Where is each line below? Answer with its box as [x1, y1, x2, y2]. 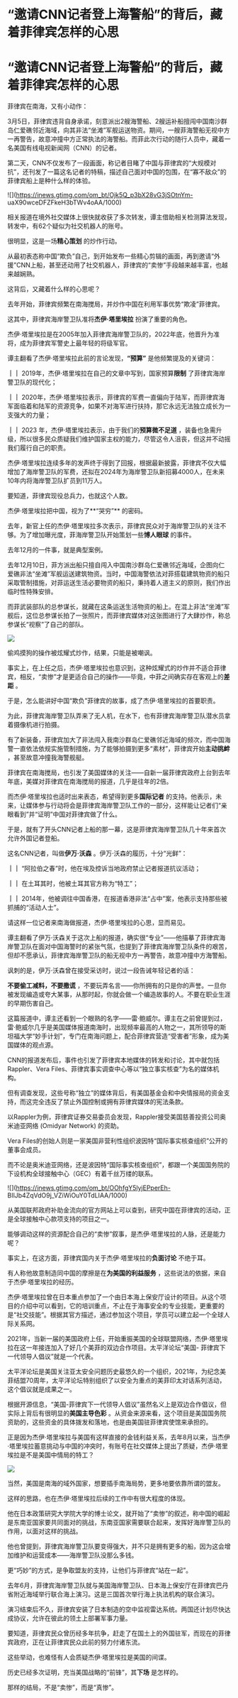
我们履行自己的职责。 [7, 444, 69, 452]
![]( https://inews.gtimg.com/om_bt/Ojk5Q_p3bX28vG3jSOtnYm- [7, 191, 193, 199]
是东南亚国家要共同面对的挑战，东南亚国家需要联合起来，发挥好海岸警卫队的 [7, 1518, 231, 1527]
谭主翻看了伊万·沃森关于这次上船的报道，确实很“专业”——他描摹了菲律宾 [7, 933, 220, 942]
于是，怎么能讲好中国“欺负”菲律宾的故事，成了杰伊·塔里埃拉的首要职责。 [7, 696, 220, 705]
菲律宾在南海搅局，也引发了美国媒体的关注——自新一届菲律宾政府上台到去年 [7, 768, 231, 777]
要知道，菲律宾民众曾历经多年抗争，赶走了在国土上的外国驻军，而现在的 [7, 1629, 218, 1638]
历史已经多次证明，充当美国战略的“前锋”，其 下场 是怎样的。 [7, 1668, 183, 1677]
